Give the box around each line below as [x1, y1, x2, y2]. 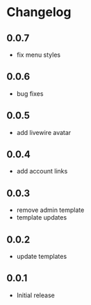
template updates [16, 213, 67, 222]
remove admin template [16, 206, 85, 214]
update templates [16, 253, 67, 261]
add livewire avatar [16, 128, 72, 136]
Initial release [16, 291, 55, 299]
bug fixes [16, 89, 44, 98]
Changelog [6, 4, 72, 20]
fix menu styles [16, 50, 60, 59]
